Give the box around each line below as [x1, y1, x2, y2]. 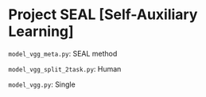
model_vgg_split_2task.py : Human [8, 64, 122, 73]
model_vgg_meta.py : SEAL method [8, 48, 118, 58]
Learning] [8, 22, 74, 41]
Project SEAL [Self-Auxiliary [8, 6, 198, 24]
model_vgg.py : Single [8, 80, 76, 89]
